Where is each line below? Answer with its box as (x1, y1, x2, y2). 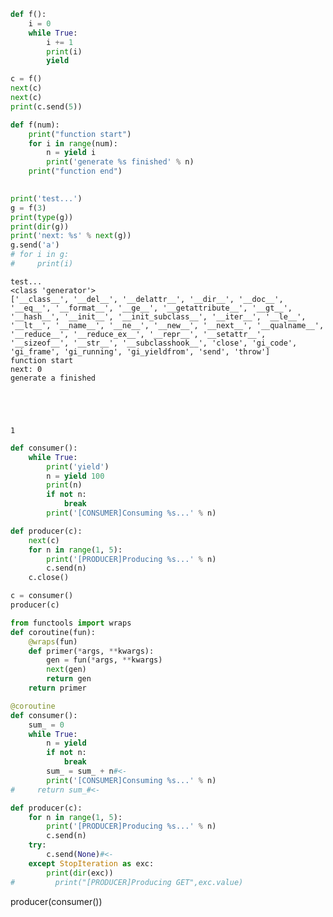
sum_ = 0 (28, 720, 65, 730)
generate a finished (10, 373, 97, 383)
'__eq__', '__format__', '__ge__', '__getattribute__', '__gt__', (10, 303, 293, 313)
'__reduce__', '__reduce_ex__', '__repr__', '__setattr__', (10, 329, 267, 339)
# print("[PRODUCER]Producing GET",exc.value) (10, 877, 244, 887)
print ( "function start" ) (28, 129, 132, 139)
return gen (46, 674, 92, 684)
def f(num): (10, 120, 60, 130)
